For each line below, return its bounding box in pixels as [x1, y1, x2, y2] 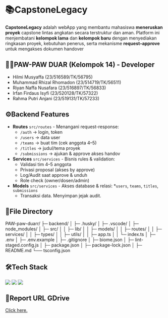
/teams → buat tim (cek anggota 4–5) [20, 140, 97, 146]
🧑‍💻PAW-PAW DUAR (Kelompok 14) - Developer [5, 60, 155, 69]
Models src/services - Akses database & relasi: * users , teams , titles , [12, 183, 159, 189]
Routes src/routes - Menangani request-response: [12, 124, 120, 130]
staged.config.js [5, 242, 39, 248]
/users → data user [20, 134, 61, 140]
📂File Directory [5, 207, 53, 216]
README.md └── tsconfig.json [5, 248, 71, 254]
